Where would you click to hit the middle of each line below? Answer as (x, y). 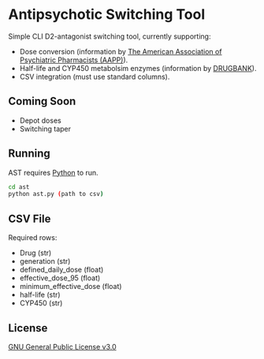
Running (30, 154)
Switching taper (45, 128)
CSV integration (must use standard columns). (95, 76)
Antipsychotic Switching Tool (107, 15)
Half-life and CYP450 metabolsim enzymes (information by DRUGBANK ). (138, 68)
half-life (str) (40, 295)
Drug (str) (35, 253)
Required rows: (33, 238)
